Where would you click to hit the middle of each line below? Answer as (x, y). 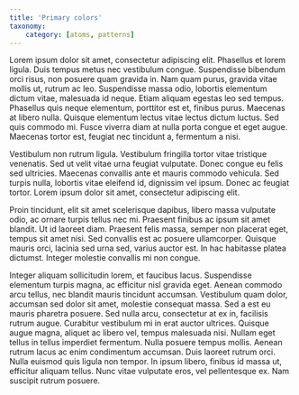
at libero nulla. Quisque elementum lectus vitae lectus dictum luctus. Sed (144, 117)
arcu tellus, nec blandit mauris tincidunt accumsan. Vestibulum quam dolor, (149, 295)
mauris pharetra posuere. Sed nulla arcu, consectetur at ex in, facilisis (139, 314)
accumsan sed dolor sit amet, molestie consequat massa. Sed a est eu (140, 304)
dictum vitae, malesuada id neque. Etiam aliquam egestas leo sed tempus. (147, 98)
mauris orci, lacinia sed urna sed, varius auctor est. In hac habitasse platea (148, 248)
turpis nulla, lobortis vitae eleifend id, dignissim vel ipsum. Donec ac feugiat (149, 183)
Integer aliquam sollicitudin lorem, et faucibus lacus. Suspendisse (131, 275)
